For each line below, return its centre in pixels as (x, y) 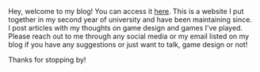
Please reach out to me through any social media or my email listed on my (129, 36)
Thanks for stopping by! (47, 59)
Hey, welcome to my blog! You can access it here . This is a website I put (126, 11)
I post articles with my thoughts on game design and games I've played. (126, 28)
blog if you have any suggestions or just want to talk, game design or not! (128, 45)
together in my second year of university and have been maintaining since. (130, 20)
